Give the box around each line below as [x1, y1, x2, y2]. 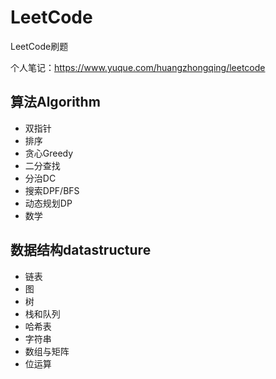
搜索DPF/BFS [24, 184, 80, 196]
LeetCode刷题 [10, 40, 69, 52]
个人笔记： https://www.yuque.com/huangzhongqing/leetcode [10, 61, 266, 73]
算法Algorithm [10, 94, 101, 111]
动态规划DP [24, 197, 73, 209]
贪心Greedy [24, 147, 74, 159]
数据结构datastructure [10, 242, 152, 259]
